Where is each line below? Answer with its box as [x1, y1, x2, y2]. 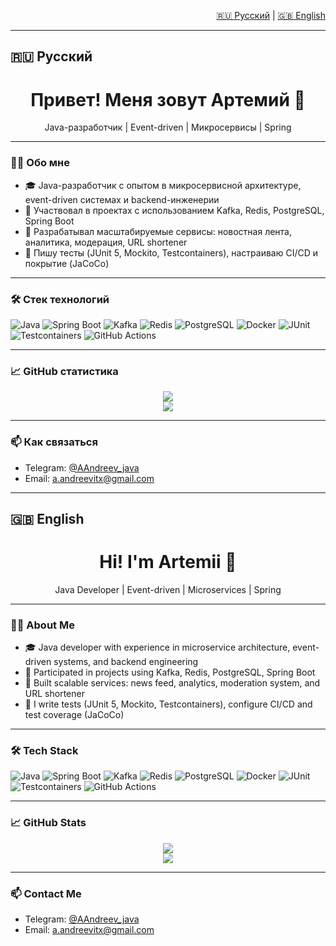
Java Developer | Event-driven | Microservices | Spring [54, 583, 282, 595]
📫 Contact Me [10, 886, 82, 900]
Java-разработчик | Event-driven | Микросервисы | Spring [44, 121, 292, 134]
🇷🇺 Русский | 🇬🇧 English [216, 10, 326, 21]
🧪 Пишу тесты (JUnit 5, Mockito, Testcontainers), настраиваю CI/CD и [24, 246, 319, 259]
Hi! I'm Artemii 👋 [99, 551, 237, 574]
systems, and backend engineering [53, 656, 199, 668]
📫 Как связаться [10, 435, 98, 449]
